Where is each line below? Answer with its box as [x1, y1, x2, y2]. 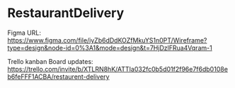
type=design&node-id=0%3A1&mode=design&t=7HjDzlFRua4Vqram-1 [7, 43, 212, 52]
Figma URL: [7, 28, 41, 37]
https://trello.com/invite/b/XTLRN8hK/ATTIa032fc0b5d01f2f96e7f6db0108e [7, 65, 229, 73]
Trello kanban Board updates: [7, 57, 93, 65]
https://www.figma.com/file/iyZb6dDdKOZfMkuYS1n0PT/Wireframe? [7, 35, 207, 44]
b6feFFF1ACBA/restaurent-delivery [7, 72, 110, 81]
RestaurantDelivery [7, 5, 125, 21]
